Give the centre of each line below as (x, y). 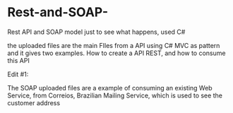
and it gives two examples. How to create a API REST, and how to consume (116, 53)
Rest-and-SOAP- (58, 12)
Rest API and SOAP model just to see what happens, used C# (96, 32)
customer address (34, 102)
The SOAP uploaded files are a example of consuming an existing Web (110, 88)
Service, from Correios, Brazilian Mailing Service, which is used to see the (115, 95)
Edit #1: (18, 74)
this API (18, 60)
